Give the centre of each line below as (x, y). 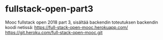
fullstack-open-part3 (49, 9)
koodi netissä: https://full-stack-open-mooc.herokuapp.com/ (67, 27)
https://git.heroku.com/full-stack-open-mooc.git (54, 32)
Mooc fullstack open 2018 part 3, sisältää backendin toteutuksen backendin (82, 22)
